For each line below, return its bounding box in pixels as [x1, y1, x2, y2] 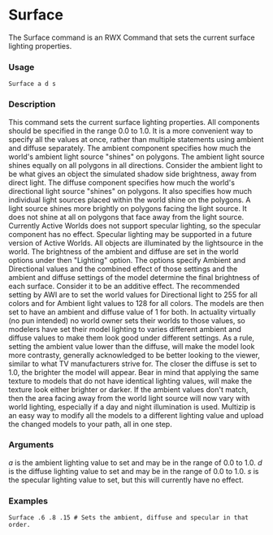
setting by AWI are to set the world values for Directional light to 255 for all [8, 290, 258, 300]
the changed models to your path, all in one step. [8, 419, 172, 429]
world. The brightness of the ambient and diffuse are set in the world [8, 246, 239, 257]
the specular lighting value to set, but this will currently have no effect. [8, 475, 244, 485]
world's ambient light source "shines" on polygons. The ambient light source [8, 152, 265, 162]
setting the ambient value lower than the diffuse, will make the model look [8, 341, 255, 351]
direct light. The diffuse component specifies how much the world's [8, 177, 236, 188]
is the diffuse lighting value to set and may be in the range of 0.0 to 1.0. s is [8, 466, 259, 476]
